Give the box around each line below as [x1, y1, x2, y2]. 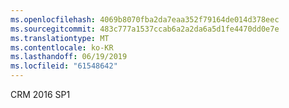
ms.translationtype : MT [10, 33, 110, 43]
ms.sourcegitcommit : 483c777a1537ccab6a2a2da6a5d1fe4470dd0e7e [10, 24, 280, 34]
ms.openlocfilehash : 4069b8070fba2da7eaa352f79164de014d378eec [10, 14, 280, 25]
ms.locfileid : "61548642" [10, 61, 118, 71]
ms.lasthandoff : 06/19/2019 [10, 52, 128, 62]
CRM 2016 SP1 [10, 89, 71, 100]
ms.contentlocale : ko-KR [10, 42, 114, 53]
